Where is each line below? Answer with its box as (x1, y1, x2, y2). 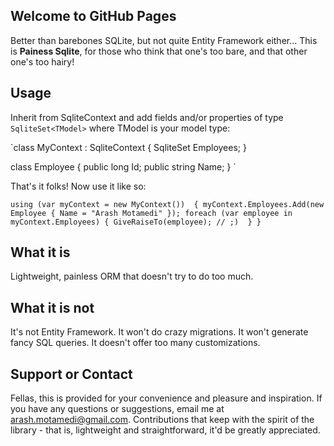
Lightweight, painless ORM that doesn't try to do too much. (10, 270, 254, 283)
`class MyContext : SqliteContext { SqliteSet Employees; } (10, 141, 247, 153)
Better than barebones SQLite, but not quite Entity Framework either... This (10, 34, 318, 46)
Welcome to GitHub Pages (10, 8, 177, 25)
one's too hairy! (10, 55, 75, 68)
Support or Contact (10, 365, 133, 383)
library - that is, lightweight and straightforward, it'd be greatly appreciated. (10, 424, 321, 436)
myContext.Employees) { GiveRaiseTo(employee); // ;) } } (10, 217, 262, 227)
